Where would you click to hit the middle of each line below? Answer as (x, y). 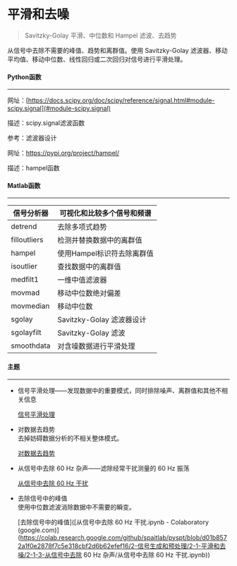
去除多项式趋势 (82, 227)
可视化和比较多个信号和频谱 (105, 213)
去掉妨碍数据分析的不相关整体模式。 (70, 438)
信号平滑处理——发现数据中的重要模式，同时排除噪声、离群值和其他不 (120, 390)
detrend (24, 227)
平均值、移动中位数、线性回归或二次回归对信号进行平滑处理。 (97, 59)
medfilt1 (25, 280)
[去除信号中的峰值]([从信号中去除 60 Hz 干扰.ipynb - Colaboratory (113, 522)
